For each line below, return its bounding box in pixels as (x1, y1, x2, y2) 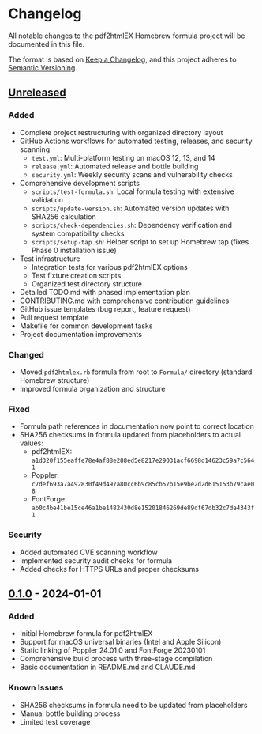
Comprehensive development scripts (19, 178, 140, 187)
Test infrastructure (19, 254, 80, 263)
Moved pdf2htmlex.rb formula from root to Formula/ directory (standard (19, 367, 253, 376)
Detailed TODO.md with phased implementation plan (19, 287, 191, 297)
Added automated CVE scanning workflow (19, 547, 158, 557)
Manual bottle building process (19, 709, 121, 718)
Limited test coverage (19, 717, 91, 726)
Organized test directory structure (31, 278, 143, 289)
